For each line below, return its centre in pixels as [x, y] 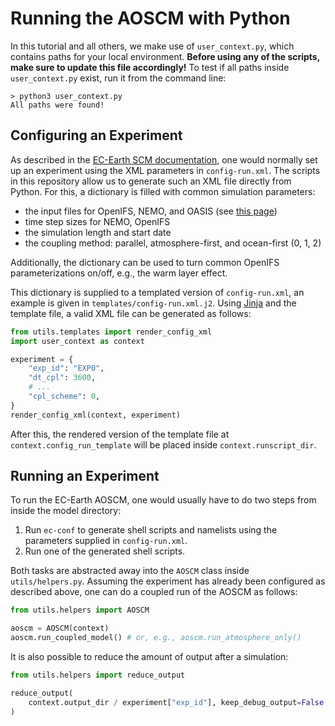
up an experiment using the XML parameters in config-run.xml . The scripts [165, 170]
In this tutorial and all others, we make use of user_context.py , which [152, 46]
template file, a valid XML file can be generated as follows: [131, 313]
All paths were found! [57, 105]
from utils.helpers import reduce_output [98, 675]
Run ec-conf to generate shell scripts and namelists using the [151, 530]
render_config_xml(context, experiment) [96, 415]
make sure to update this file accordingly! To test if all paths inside [150, 67]
